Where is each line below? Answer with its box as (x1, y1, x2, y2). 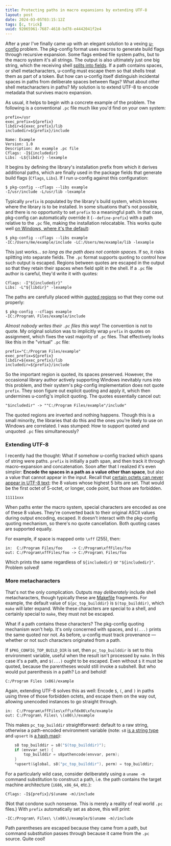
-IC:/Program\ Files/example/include (5, 314, 86, 319)
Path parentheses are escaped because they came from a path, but (5, 825, 148, 831)
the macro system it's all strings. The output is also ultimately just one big (5, 57, 160, 63)
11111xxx (5, 495, 24, 501)
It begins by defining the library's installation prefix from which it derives (5, 164, 158, 170)
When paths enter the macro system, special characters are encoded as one (5, 504, 166, 510)
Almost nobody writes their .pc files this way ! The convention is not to (5, 323, 153, 329)
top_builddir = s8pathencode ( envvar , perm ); (23, 752, 120, 757)
